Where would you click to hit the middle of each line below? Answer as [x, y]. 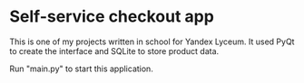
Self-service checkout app [112, 17]
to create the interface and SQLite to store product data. [114, 51]
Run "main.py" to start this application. [82, 69]
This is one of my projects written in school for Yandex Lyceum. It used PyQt [152, 41]
